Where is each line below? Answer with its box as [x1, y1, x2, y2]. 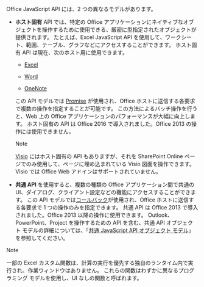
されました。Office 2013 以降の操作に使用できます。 [15, 211, 147, 219]
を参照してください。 [15, 234, 69, 241]
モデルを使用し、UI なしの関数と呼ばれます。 [29, 274, 142, 282]
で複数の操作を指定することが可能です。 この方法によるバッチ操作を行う [15, 105, 198, 112]
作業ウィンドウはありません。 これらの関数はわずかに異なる [27, 267, 178, 274]
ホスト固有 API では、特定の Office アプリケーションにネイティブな [15, 18, 184, 26]
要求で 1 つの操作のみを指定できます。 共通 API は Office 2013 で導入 [26, 204, 199, 211]
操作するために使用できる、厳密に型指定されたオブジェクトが [41, 26, 197, 33]
